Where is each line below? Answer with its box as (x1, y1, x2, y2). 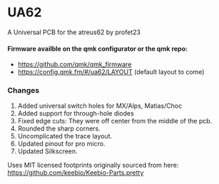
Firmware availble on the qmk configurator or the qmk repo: (7, 44, 188, 53)
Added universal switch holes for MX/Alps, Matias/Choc (17, 101, 183, 111)
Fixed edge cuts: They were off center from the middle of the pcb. (17, 117, 213, 126)
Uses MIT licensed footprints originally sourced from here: (7, 161, 179, 170)
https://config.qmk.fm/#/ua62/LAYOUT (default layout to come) (17, 68, 205, 76)
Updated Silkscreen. (17, 147, 78, 155)
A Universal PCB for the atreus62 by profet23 (7, 28, 141, 36)
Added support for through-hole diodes (17, 109, 134, 118)
